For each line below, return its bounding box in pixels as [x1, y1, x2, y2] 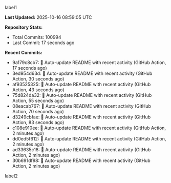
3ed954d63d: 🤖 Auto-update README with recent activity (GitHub [12, 70, 153, 76]
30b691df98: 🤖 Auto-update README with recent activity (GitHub [12, 157, 151, 164]
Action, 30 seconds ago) [12, 76, 65, 82]
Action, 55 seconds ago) [12, 97, 65, 104]
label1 [5, 5, 17, 10]
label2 [5, 173, 18, 179]
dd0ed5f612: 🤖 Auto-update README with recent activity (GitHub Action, [12, 136, 166, 141]
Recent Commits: [5, 50, 42, 55]
